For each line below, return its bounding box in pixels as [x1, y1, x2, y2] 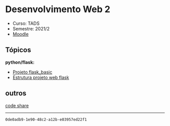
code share [5, 102, 29, 108]
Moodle [12, 31, 29, 37]
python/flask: [5, 59, 34, 65]
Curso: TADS [12, 20, 39, 26]
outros [5, 89, 27, 98]
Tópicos [5, 46, 31, 54]
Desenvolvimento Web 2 [5, 4, 110, 15]
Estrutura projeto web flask [12, 74, 69, 80]
